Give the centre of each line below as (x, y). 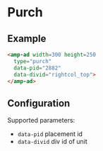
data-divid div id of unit (53, 142)
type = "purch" (33, 61)
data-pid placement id (50, 134)
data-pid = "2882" (37, 68)
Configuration (39, 103)
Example (27, 39)
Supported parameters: (41, 121)
